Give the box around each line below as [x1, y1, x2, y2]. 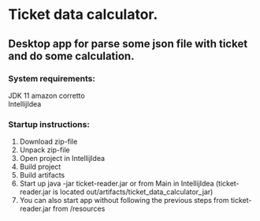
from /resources [52, 204, 106, 214]
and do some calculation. [8, 49, 135, 62]
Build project [19, 162, 61, 171]
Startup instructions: [8, 118, 91, 129]
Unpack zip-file [19, 145, 70, 155]
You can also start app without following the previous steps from [19, 196, 229, 205]
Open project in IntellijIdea [19, 154, 105, 163]
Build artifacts [19, 170, 65, 180]
